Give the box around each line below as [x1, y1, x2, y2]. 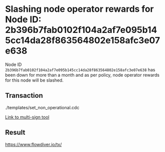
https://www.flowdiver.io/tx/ [5, 141, 62, 147]
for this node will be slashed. [5, 77, 64, 83]
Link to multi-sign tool [5, 114, 49, 120]
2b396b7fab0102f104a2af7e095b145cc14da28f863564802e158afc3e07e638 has [5, 66, 156, 72]
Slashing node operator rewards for [5, 3, 154, 15]
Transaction [5, 91, 43, 100]
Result [5, 128, 26, 137]
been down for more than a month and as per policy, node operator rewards [5, 72, 160, 78]
